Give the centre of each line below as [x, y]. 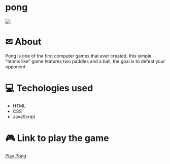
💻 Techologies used [49, 88]
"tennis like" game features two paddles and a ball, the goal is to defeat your [85, 61]
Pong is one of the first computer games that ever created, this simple [78, 56]
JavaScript [24, 117]
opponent [15, 66]
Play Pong [16, 156]
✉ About [23, 42]
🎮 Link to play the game [57, 138]
